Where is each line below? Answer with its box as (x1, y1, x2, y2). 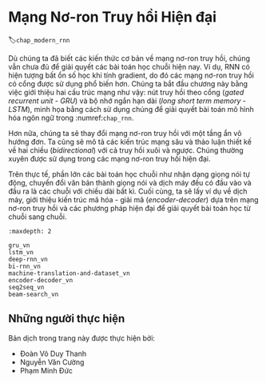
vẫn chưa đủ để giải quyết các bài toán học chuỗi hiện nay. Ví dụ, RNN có (8, 62, 250, 71)
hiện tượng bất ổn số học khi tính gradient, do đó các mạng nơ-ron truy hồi (8, 70, 254, 80)
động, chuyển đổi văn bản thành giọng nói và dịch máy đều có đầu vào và (8, 178, 252, 187)
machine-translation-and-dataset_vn (8, 269, 130, 277)
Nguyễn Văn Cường (19, 357, 85, 367)
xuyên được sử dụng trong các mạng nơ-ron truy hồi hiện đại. (8, 154, 211, 163)
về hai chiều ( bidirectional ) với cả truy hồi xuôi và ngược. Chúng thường (8, 145, 244, 155)
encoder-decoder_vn (8, 276, 73, 284)
